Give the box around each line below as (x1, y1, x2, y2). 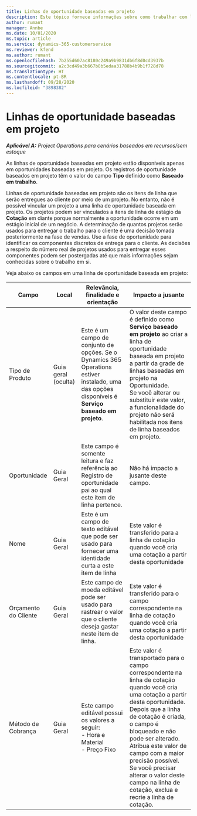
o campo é (129, 719, 159, 727)
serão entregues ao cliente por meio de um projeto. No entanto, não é (6, 196, 175, 203)
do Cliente (9, 611, 38, 619)
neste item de (81, 630, 119, 638)
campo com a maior (129, 749, 185, 757)
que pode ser (81, 532, 118, 540)
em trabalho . (6, 178, 38, 185)
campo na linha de (129, 778, 181, 786)
